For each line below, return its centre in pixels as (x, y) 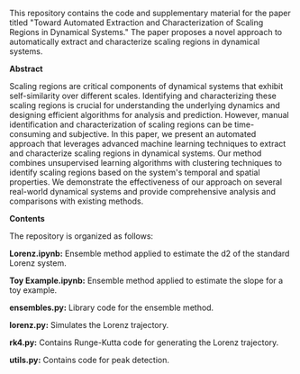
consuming (30, 134)
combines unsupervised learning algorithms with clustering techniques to (145, 163)
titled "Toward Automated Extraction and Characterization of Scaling (136, 23)
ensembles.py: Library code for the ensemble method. (112, 307)
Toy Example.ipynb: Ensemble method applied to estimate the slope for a (146, 280)
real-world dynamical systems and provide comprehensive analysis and (143, 192)
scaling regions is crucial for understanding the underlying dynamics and (145, 105)
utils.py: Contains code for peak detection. (89, 360)
